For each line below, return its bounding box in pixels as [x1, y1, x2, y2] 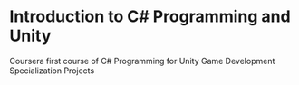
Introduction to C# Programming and [9, 6, 292, 27]
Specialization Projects [9, 65, 95, 76]
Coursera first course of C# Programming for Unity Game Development [9, 55, 275, 66]
